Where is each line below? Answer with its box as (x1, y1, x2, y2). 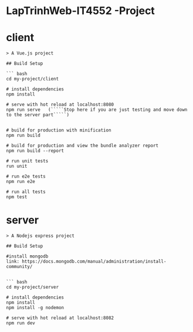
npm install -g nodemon (6, 305, 65, 311)
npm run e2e (6, 179, 35, 185)
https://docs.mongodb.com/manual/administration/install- (21, 259, 167, 265)
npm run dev (6, 320, 35, 326)
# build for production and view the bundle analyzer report (6, 143, 159, 149)
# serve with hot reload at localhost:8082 (6, 315, 114, 321)
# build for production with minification (6, 127, 111, 133)
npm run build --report (6, 148, 65, 154)
